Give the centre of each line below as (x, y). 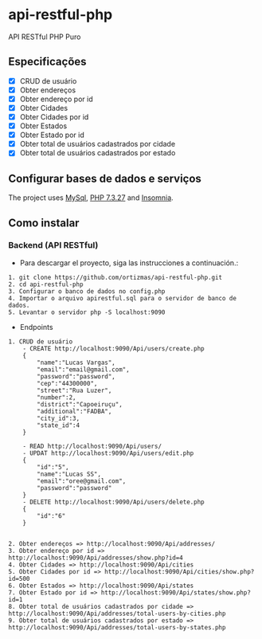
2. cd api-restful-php (46, 284)
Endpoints (36, 327)
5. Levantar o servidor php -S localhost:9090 (87, 312)
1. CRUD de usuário (41, 341)
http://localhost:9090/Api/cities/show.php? (180, 571)
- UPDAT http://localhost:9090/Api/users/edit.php (108, 453)
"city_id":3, (59, 418)
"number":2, (57, 397)
